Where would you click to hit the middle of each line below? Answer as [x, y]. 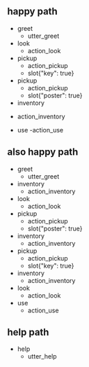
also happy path [43, 152]
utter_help [42, 356]
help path [28, 332]
